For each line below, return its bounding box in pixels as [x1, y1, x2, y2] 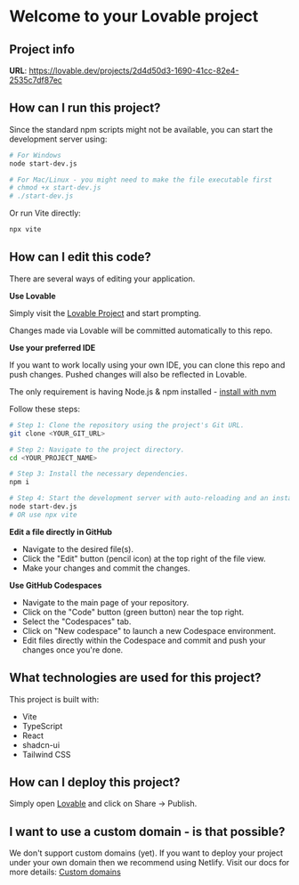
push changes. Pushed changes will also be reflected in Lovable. [9, 369, 247, 379]
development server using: [9, 134, 108, 144]
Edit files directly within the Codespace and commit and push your [21, 635, 266, 645]
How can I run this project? [9, 101, 161, 116]
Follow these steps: [9, 403, 80, 414]
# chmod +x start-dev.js [9, 183, 101, 192]
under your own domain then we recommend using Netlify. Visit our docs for [9, 857, 290, 868]
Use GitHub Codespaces [9, 580, 102, 590]
